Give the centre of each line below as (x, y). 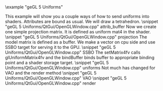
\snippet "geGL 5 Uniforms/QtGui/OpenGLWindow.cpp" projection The (76, 37)
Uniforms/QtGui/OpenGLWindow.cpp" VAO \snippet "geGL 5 (66, 78)
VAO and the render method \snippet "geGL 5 (51, 73)
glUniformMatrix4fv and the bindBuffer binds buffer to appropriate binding (80, 57)
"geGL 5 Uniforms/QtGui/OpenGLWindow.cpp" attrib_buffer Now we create (81, 27)
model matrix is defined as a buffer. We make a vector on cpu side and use (80, 42)
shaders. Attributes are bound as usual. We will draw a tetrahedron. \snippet (82, 22)
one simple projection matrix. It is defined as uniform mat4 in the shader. (78, 32)
